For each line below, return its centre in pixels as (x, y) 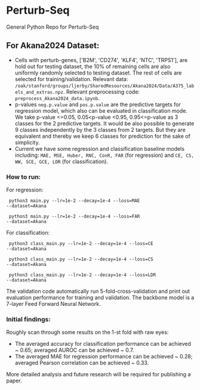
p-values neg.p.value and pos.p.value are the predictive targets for (98, 104)
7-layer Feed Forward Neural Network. (54, 304)
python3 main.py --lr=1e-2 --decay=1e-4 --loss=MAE (74, 201)
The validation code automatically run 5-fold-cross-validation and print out (98, 291)
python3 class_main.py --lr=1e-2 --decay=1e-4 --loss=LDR (82, 275)
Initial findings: (28, 319)
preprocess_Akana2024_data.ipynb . (57, 98)
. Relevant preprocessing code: (101, 92)
